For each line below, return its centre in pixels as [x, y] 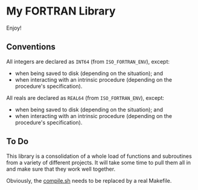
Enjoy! [14, 28]
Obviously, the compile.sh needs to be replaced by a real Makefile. [89, 180]
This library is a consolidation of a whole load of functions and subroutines [99, 156]
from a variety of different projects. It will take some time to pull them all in [99, 162]
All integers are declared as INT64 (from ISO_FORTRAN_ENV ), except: [88, 61]
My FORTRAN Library [61, 11]
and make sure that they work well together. [61, 169]
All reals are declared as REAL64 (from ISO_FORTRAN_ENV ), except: [85, 97]
